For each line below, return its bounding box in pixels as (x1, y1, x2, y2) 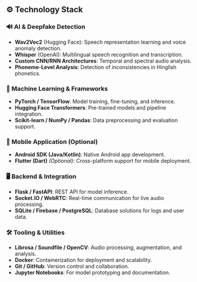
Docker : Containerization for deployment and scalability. (14, 256, 152, 263)
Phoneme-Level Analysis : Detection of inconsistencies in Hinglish (14, 63, 177, 70)
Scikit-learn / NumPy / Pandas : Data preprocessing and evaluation (14, 116, 178, 123)
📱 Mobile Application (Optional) (6, 137, 98, 146)
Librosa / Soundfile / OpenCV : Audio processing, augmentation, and (14, 244, 182, 251)
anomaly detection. (14, 44, 62, 52)
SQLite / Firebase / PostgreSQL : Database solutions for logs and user (14, 206, 185, 214)
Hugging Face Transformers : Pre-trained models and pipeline (14, 104, 166, 111)
